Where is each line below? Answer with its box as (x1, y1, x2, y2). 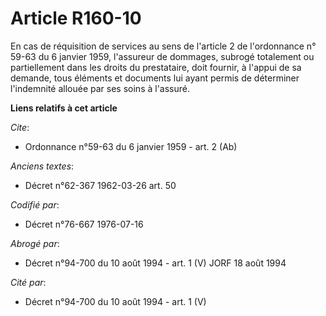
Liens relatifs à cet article (10, 102, 118, 114)
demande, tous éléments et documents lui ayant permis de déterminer (10, 72, 300, 84)
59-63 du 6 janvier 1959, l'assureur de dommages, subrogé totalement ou (10, 50, 315, 62)
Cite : (10, 121, 30, 133)
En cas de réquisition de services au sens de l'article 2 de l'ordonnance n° (10, 40, 317, 52)
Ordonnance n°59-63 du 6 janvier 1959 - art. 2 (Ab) (24, 140, 238, 152)
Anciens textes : (10, 160, 75, 172)
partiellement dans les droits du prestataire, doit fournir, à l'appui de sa (10, 61, 302, 73)
